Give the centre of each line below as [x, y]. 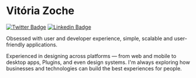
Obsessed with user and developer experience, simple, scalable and [89, 38]
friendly [16, 45]
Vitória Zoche [40, 11]
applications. [42, 45]
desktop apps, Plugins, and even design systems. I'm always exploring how [98, 62]
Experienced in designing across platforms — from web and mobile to [91, 56]
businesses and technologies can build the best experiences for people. [94, 68]
